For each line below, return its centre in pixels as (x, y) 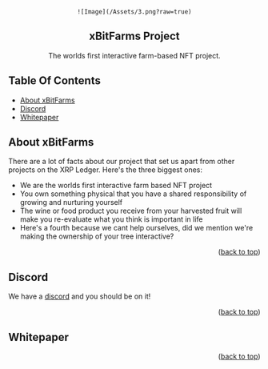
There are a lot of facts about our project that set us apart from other (122, 162)
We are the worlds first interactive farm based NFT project (116, 186)
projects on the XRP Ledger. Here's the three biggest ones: (105, 170)
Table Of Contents (55, 81)
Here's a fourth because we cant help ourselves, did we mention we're (136, 228)
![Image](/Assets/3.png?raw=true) (134, 12)
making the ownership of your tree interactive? (97, 236)
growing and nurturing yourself (71, 203)
